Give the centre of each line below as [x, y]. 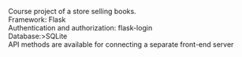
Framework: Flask [37, 20]
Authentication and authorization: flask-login [80, 28]
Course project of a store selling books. [72, 11]
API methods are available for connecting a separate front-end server [121, 45]
